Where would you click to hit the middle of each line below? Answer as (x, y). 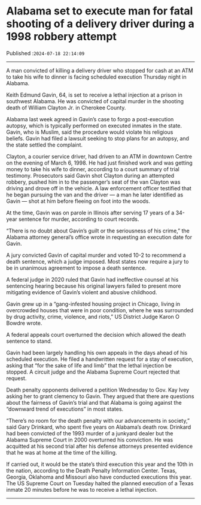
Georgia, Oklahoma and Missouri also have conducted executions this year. (99, 477)
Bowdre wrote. (24, 323)
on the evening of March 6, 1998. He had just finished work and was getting (99, 163)
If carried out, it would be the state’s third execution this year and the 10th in (100, 464)
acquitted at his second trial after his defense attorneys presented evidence (100, 446)
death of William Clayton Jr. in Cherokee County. (66, 107)
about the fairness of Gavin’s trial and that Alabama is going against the (94, 402)
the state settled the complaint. (44, 145)
